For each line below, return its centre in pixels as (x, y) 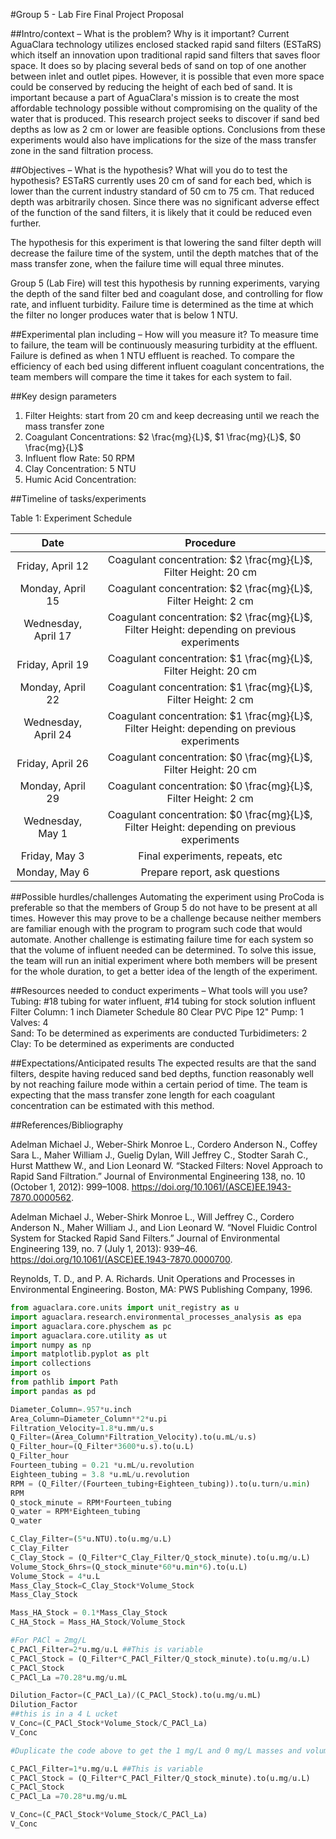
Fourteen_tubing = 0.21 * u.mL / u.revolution (102, 1465)
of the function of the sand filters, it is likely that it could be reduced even (161, 212)
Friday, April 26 (53, 763)
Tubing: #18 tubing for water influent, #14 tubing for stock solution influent (163, 1001)
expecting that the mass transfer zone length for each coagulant (143, 1095)
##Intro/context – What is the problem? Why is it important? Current (150, 33)
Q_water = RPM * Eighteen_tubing (75, 1512)
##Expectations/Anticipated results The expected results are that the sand (163, 1063)
